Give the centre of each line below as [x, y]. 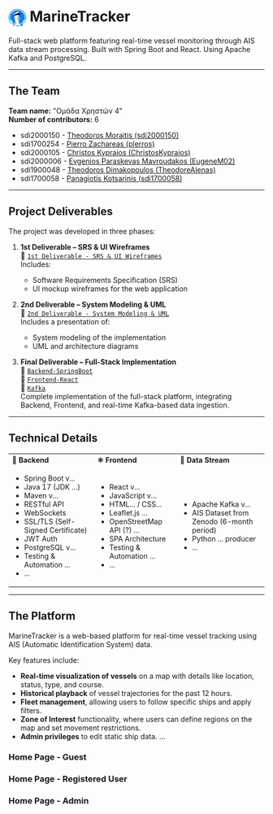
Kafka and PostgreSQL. [48, 58]
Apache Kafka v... [221, 504]
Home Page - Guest [48, 757]
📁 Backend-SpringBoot [56, 370]
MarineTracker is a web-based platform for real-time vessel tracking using [133, 636]
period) [204, 530]
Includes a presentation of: [65, 321]
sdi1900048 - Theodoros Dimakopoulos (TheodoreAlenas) [118, 169]
